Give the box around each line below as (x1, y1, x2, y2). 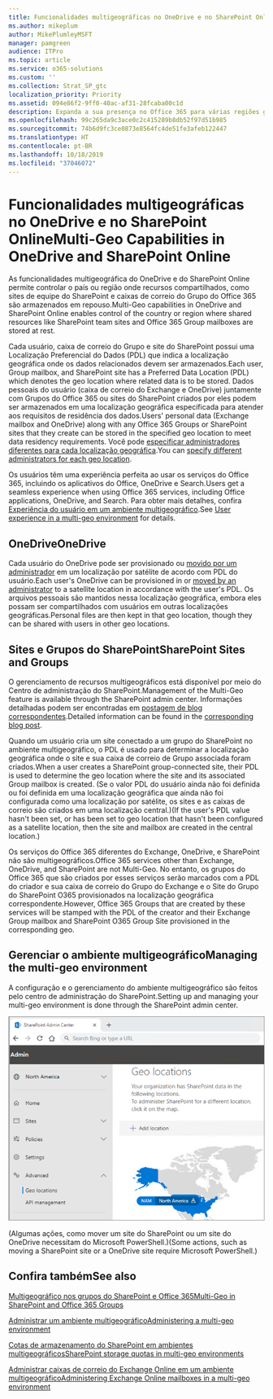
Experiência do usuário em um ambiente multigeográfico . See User (8, 505, 232, 515)
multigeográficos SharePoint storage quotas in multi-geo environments (8, 1349, 245, 1358)
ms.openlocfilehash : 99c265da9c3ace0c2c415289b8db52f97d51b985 (8, 116, 227, 125)
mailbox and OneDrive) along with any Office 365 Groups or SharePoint (8, 419, 248, 429)
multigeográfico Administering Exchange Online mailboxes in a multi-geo (8, 1373, 250, 1383)
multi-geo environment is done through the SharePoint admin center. (8, 1000, 238, 1010)
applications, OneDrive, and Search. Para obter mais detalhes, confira (8, 496, 242, 506)
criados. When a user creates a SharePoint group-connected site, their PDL (8, 762, 259, 772)
